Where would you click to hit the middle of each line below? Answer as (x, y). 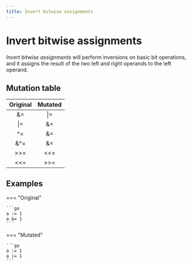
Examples (24, 183)
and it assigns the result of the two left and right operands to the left (89, 63)
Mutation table (34, 88)
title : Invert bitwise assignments (50, 12)
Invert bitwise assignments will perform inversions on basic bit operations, (96, 57)
